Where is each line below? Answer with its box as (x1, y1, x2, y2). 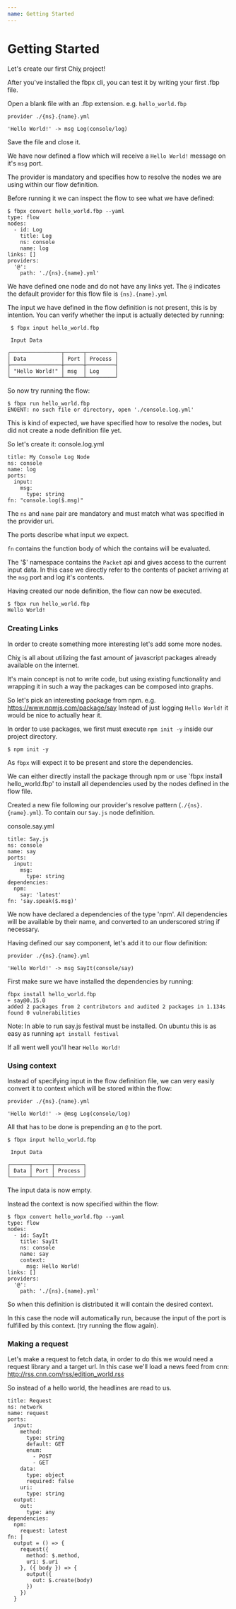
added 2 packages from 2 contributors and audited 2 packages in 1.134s (7, 1003, 226, 1010)
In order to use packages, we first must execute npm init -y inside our (7, 725, 213, 733)
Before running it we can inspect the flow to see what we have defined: (7, 194, 215, 202)
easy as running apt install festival (7, 1029, 119, 1037)
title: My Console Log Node (7, 454, 90, 461)
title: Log (20, 232, 52, 239)
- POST (33, 1453, 52, 1460)
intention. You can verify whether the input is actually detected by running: (7, 311, 225, 319)
